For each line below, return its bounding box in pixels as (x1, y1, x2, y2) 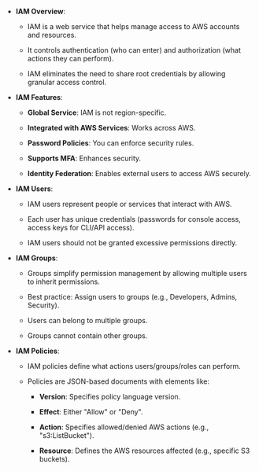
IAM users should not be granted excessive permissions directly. (27, 238, 238, 247)
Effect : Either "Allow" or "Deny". (39, 407, 143, 416)
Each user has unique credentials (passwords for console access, (27, 215, 242, 223)
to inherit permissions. (27, 277, 100, 286)
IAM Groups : (15, 253, 58, 263)
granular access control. (27, 78, 107, 86)
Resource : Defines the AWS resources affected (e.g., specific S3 (39, 446, 250, 455)
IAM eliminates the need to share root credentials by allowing (27, 69, 226, 78)
